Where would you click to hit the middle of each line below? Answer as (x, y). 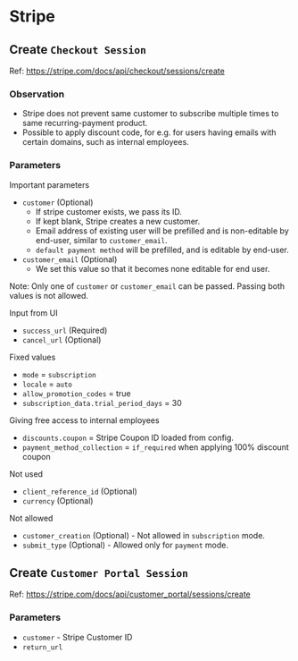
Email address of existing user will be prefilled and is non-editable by (162, 231)
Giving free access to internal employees (84, 420)
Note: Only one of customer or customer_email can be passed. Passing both (147, 286)
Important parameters (50, 184)
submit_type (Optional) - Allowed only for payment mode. (125, 545)
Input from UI (33, 313)
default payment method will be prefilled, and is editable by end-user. (162, 250)
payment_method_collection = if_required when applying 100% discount (156, 447)
